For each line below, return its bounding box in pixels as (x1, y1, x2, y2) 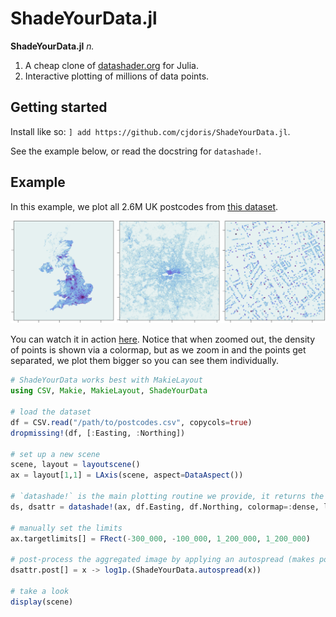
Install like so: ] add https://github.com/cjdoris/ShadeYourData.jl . (10, 125, 291, 137)
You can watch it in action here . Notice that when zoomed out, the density (10, 333, 316, 346)
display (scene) (10, 597, 74, 607)
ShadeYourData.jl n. (10, 40, 95, 52)
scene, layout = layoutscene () (10, 460, 141, 470)
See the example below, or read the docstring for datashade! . (10, 145, 262, 157)
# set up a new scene (10, 449, 101, 459)
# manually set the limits (10, 523, 123, 533)
